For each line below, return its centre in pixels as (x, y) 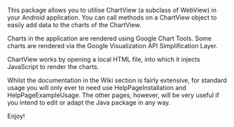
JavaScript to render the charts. (53, 67)
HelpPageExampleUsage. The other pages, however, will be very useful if (113, 95)
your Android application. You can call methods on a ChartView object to (112, 17)
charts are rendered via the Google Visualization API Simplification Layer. (113, 46)
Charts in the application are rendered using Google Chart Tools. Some (110, 38)
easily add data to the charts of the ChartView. (74, 25)
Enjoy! (16, 116)
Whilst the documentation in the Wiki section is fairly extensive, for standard (117, 80)
